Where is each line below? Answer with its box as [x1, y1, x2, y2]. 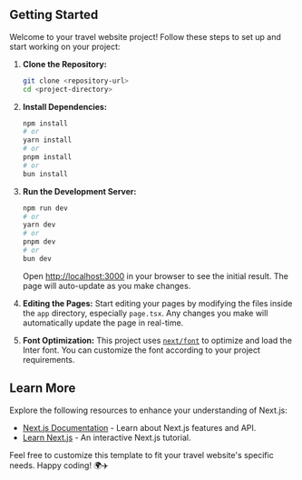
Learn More [9, 381, 76, 396]
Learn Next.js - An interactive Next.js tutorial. [22, 432, 191, 443]
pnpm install [22, 153, 73, 162]
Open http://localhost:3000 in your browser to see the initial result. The [22, 270, 288, 281]
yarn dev [22, 220, 56, 230]
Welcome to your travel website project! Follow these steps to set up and [9, 31, 281, 42]
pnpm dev [22, 237, 56, 246]
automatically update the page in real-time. [22, 317, 184, 328]
